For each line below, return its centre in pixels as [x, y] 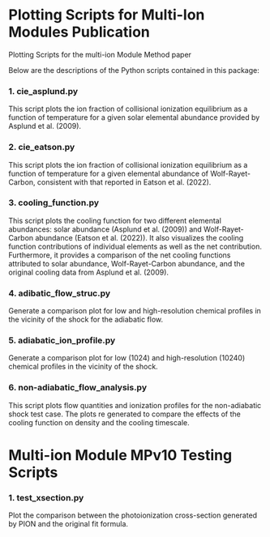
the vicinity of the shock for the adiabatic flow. [86, 320]
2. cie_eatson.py [42, 147]
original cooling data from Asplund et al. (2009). [88, 272]
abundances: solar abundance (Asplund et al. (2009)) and [105, 229]
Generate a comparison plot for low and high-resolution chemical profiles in [135, 311]
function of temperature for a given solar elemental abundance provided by [134, 117]
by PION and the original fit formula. [68, 524]
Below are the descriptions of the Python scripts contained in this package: [134, 70]
